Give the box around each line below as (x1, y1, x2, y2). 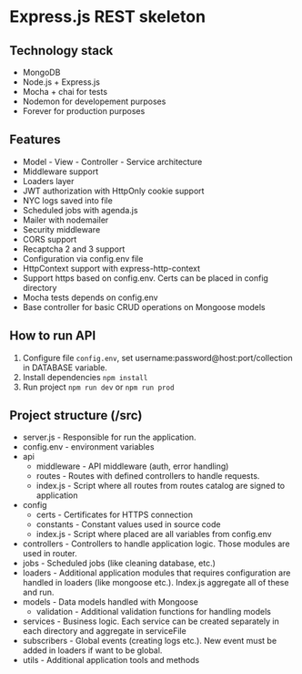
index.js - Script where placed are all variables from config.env (35, 529, 272, 540)
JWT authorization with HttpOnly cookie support (22, 185, 205, 196)
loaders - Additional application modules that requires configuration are (22, 567, 291, 578)
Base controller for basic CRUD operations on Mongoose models (22, 301, 266, 312)
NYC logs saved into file (22, 194, 114, 206)
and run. (22, 586, 55, 598)
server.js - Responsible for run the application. (22, 431, 197, 443)
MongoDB (22, 67, 61, 78)
